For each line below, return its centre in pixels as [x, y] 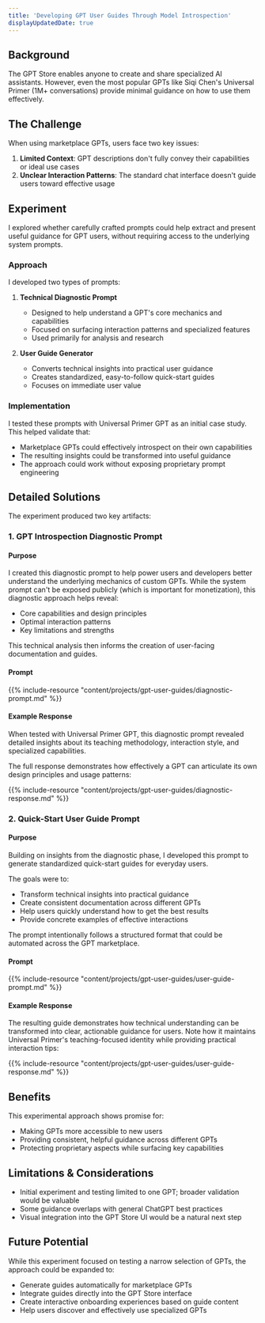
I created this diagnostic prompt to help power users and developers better [131, 573]
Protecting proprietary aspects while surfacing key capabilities [121, 1148]
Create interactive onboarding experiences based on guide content [129, 1302]
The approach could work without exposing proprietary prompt [122, 464]
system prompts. [36, 244]
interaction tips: [34, 1048]
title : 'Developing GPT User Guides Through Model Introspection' [120, 15]
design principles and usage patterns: [70, 774]
